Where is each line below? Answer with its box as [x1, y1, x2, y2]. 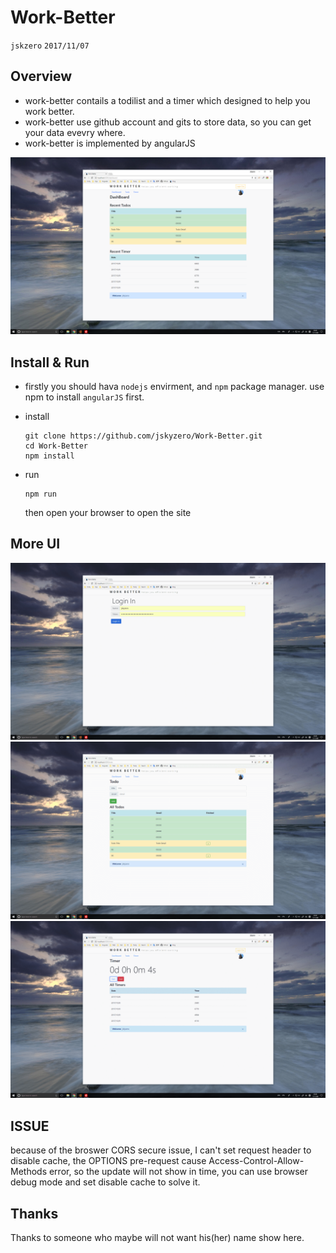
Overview [10, 68, 73, 85]
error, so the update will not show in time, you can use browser [48, 1166, 309, 1178]
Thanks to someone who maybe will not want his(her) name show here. [10, 1232, 305, 1243]
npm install [24, 451, 75, 461]
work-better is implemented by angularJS [24, 137, 196, 149]
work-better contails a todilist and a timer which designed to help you [24, 94, 311, 106]
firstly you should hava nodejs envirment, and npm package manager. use [24, 381, 325, 393]
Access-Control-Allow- [208, 1155, 305, 1167]
